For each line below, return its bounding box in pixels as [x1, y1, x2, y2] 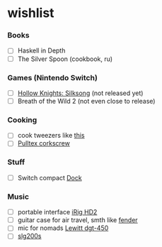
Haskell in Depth [17, 46, 66, 55]
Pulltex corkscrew [17, 139, 71, 148]
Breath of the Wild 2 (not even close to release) [17, 97, 156, 105]
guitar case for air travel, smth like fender [17, 216, 138, 224]
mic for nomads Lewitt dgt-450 [17, 224, 109, 232]
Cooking [7, 115, 37, 125]
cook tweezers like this [17, 131, 85, 140]
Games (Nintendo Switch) [7, 72, 98, 82]
